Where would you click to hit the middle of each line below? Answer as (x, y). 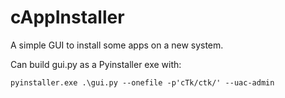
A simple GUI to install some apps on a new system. (117, 45)
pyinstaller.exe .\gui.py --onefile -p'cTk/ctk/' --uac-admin (142, 82)
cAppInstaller (67, 17)
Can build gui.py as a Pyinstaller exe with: (96, 64)
